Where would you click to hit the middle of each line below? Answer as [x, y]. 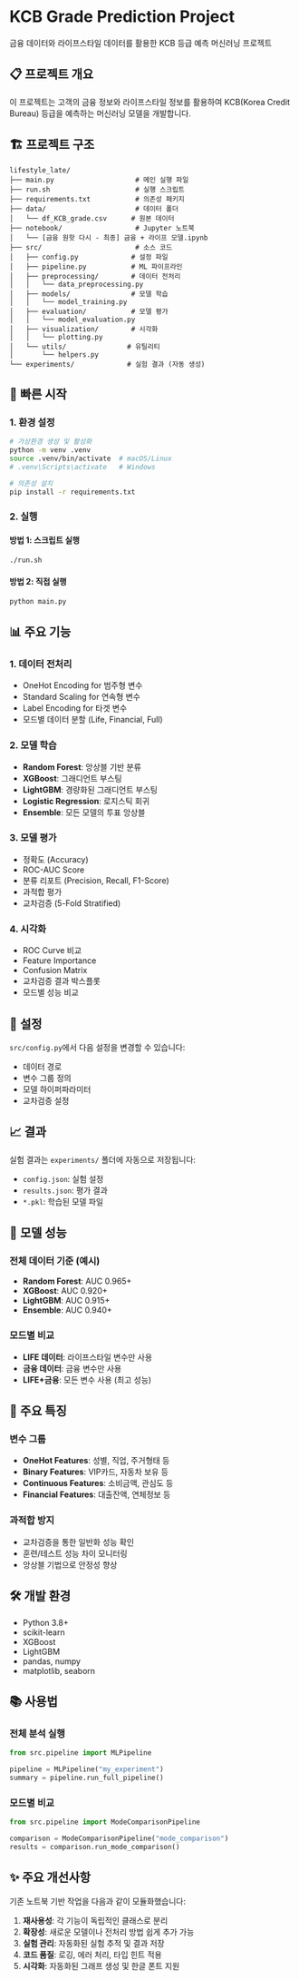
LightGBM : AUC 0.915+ [66, 1301]
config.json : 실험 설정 [63, 1178]
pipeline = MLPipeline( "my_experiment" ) [87, 1769]
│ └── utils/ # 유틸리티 [85, 347]
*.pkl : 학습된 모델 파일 [63, 1201]
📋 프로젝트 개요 [51, 74]
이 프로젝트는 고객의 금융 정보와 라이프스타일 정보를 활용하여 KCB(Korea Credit [150, 102]
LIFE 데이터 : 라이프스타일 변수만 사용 [87, 1357]
